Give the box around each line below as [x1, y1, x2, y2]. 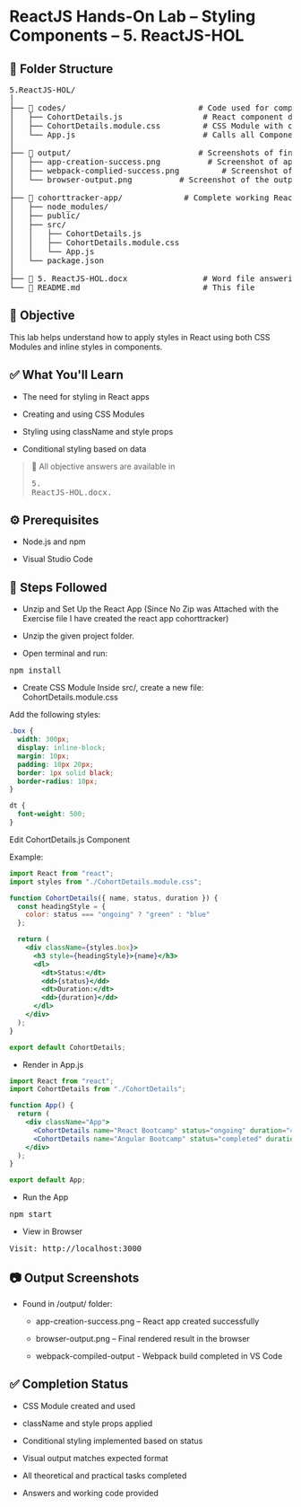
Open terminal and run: [21, 648, 108, 659]
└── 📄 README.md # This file [9, 283, 255, 293]
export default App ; [9, 1176, 87, 1185]
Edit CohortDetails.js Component [9, 833, 131, 845]
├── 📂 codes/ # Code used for [9, 103, 270, 113]
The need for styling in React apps [21, 391, 150, 401]
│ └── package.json [9, 256, 105, 266]
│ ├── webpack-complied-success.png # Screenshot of [9, 166, 293, 176]
